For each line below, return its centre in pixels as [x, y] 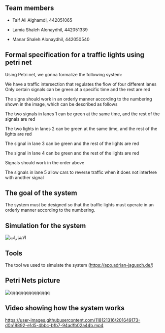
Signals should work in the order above [45, 162]
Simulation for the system [46, 225]
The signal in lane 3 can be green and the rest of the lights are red [72, 143]
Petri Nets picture [33, 281]
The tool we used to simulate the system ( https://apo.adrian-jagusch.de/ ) [79, 265]
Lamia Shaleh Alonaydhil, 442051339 [50, 30]
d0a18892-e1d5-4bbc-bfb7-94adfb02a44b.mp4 [54, 325]
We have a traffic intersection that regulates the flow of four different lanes [81, 84]
